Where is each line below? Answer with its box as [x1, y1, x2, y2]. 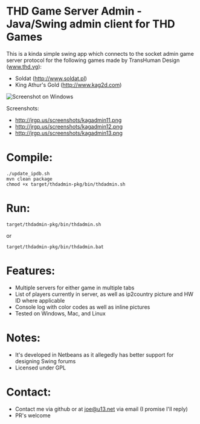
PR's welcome [15, 411, 51, 419]
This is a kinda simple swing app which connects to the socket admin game [6, 50, 195, 57]
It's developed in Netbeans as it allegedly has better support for [15, 351, 174, 358]
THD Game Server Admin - [6, 4, 142, 18]
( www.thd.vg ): [6, 62, 42, 70]
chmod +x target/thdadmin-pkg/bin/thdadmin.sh [6, 181, 126, 187]
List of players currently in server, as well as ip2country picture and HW [15, 290, 193, 298]
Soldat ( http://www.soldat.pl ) [15, 75, 88, 82]
